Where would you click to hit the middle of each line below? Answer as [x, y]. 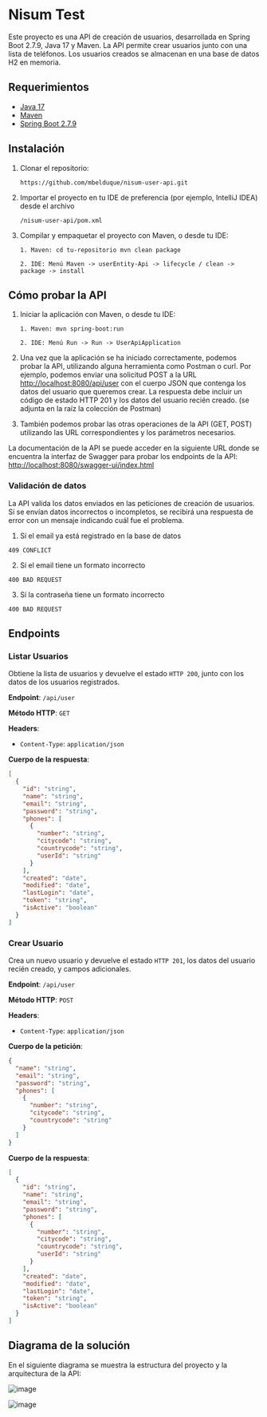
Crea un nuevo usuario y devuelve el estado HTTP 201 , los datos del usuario [132, 960]
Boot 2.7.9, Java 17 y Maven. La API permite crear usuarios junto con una [128, 45]
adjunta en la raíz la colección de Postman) [90, 409]
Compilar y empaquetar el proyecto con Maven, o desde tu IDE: [124, 235]
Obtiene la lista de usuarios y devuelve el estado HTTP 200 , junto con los [126, 674]
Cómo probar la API [57, 295]
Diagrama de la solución [69, 1346]
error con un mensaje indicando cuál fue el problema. [96, 520]
